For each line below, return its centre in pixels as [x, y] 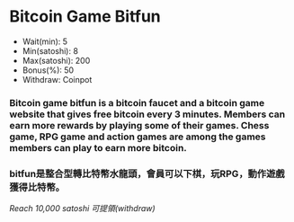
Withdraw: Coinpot [57, 79]
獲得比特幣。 [37, 187]
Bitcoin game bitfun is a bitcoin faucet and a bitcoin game [137, 102]
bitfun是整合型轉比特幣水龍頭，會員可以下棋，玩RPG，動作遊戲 [147, 173]
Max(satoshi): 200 [56, 60]
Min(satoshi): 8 [50, 50]
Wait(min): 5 [45, 41]
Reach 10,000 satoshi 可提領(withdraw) [82, 209]
